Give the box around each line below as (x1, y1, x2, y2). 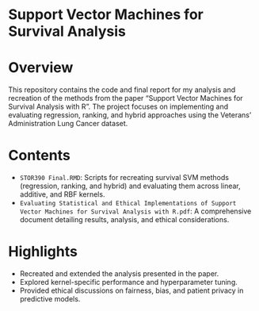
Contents (8, 147, 71, 164)
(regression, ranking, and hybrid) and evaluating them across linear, (19, 181, 242, 191)
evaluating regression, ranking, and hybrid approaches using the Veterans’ (8, 110, 252, 120)
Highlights (8, 243, 78, 261)
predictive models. (19, 294, 81, 303)
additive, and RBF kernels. (19, 190, 105, 199)
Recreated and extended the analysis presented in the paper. (19, 269, 219, 278)
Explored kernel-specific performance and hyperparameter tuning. (19, 278, 238, 286)
